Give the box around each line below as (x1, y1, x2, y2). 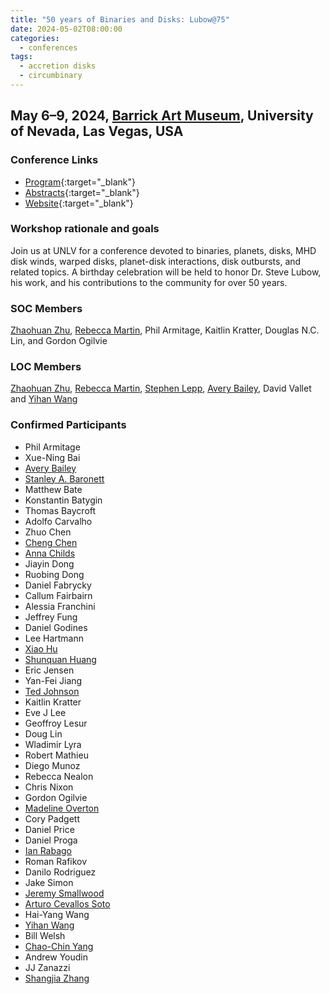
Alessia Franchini (24, 600, 96, 612)
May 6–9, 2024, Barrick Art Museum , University (10, 107, 314, 125)
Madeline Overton (24, 802, 100, 814)
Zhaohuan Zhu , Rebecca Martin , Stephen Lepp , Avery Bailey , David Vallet (10, 382, 312, 395)
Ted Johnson (24, 685, 80, 697)
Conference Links (10, 153, 99, 167)
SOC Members (10, 301, 83, 315)
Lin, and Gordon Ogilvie (10, 335, 108, 347)
